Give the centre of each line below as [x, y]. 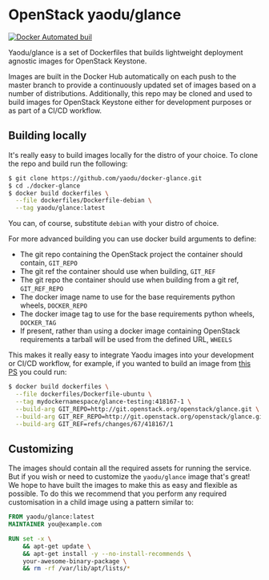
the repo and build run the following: [68, 163]
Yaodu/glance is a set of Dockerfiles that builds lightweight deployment [126, 52]
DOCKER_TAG [38, 323]
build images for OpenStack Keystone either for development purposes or [130, 102]
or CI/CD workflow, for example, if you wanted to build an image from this [129, 364]
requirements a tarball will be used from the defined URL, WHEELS [126, 340]
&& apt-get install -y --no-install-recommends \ [107, 554]
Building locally [48, 136]
